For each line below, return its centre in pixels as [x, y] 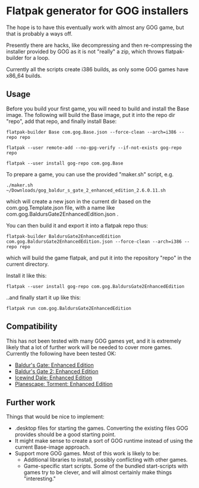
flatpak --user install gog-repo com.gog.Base [65, 163]
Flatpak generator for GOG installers [97, 11]
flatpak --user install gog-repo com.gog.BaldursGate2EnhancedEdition [95, 286]
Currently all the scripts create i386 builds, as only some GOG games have [97, 69]
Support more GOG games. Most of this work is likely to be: [87, 454]
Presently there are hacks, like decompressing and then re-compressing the [99, 45]
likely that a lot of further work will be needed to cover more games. [89, 347]
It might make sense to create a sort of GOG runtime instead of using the [104, 441]
